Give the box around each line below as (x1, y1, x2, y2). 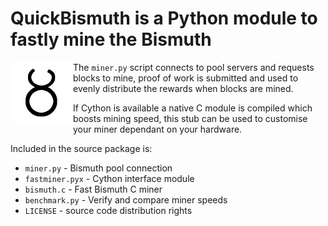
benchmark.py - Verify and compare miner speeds (24, 193, 228, 206)
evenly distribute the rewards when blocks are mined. (73, 82, 294, 94)
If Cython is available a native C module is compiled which (73, 102, 313, 114)
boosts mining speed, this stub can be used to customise (73, 112, 308, 124)
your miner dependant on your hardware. (73, 123, 243, 135)
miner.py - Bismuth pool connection (24, 162, 173, 174)
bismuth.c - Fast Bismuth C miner (24, 183, 163, 195)
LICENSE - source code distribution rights (24, 204, 193, 216)
